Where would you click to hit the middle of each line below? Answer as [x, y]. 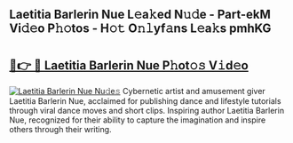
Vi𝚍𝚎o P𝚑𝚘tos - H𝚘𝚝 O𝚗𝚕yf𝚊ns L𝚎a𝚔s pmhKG [140, 29]
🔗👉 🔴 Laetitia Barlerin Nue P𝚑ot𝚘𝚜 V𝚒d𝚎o [129, 65]
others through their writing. [61, 129]
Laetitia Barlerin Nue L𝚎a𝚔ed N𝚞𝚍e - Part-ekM [140, 15]
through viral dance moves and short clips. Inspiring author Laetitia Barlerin [147, 111]
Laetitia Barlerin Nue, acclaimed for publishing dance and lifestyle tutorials [145, 101]
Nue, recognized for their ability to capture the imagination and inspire [138, 120]
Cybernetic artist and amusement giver [194, 91]
